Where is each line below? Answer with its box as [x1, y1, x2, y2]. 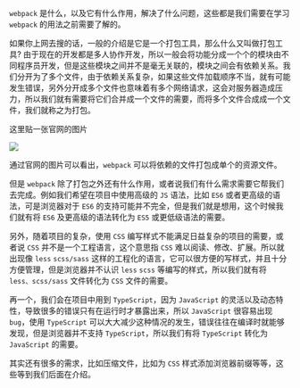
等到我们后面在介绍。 [16, 369, 96, 379]
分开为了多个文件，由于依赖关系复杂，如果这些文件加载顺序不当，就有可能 [16, 71, 291, 82]
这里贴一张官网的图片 [9, 124, 87, 134]
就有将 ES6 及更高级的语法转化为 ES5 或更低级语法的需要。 [16, 212, 230, 222]
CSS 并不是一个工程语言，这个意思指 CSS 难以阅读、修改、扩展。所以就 [26, 242, 285, 252]
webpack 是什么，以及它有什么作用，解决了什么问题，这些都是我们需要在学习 [9, 8, 290, 18]
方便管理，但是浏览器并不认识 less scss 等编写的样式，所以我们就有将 [9, 264, 268, 275]
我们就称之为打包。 [24, 105, 96, 115]
